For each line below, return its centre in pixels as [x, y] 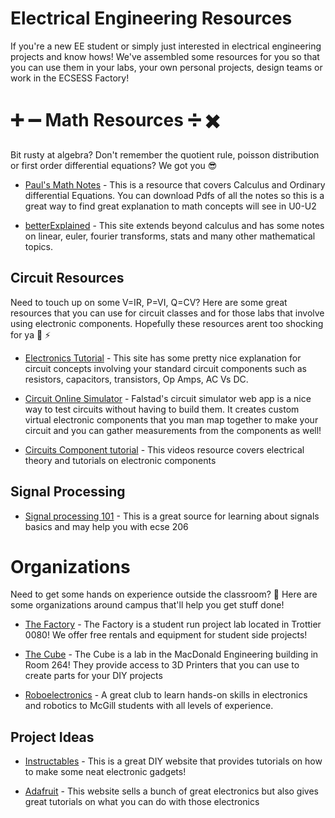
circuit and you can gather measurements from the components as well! [173, 430]
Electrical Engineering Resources [151, 18]
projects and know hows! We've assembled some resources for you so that [165, 56]
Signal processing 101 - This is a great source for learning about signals [172, 516]
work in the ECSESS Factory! [70, 78]
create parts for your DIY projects [93, 676]
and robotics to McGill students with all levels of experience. [149, 706]
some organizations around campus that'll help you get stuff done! [147, 605]
